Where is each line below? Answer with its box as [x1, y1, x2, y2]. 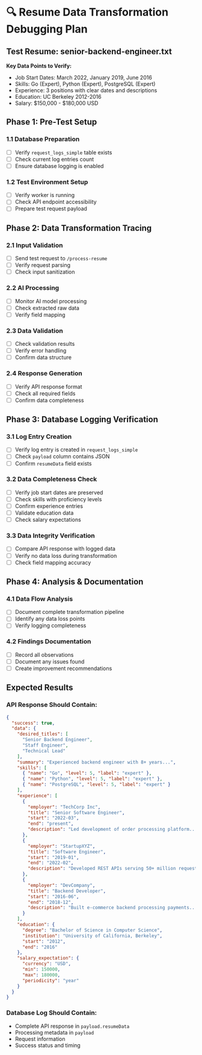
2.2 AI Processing [6, 284, 60, 292]
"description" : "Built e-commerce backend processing [28, 905, 165, 911]
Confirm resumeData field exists [14, 460, 92, 467]
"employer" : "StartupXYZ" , [28, 843, 96, 849]
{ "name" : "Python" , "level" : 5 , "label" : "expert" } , [22, 776, 163, 782]
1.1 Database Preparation [6, 135, 80, 143]
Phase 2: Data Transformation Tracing [6, 223, 152, 233]
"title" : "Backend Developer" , [28, 888, 106, 894]
